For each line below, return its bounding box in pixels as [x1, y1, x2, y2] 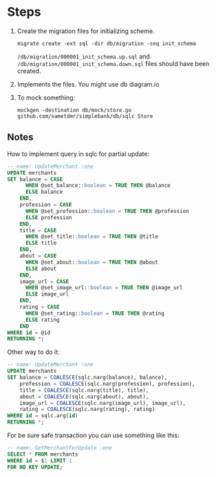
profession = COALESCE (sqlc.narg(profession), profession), [19, 380, 195, 387]
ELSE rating [25, 316, 60, 323]
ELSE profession [25, 214, 72, 221]
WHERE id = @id [7, 329, 51, 336]
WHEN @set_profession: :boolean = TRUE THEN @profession [25, 208, 189, 214]
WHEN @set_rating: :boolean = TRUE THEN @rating [25, 310, 165, 317]
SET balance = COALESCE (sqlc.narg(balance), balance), [7, 374, 168, 381]
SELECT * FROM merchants [7, 451, 78, 458]
